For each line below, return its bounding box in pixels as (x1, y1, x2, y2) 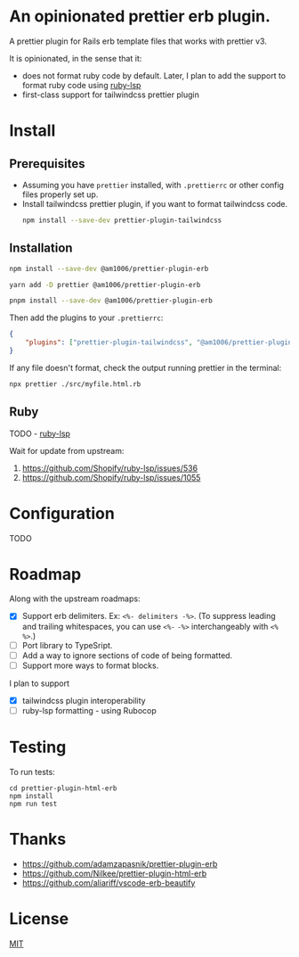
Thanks (9, 829, 67, 849)
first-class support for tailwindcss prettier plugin (21, 89, 200, 100)
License (9, 908, 69, 928)
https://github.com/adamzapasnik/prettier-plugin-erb (21, 858, 218, 869)
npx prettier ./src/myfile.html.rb (9, 379, 141, 389)
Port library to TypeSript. (21, 639, 113, 650)
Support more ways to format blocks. (21, 660, 159, 671)
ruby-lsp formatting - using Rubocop (21, 705, 158, 715)
